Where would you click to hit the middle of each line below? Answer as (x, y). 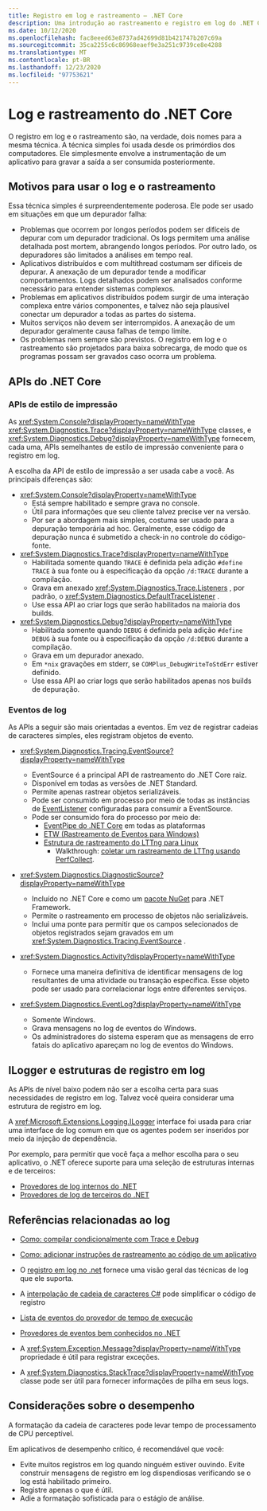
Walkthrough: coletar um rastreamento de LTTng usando (148, 851)
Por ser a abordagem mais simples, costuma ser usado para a (133, 520)
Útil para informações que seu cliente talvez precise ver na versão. (141, 512)
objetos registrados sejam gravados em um (103, 933)
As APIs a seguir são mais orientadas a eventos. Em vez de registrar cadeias (133, 727)
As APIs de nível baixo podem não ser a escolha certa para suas (113, 1089)
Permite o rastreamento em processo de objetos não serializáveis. (140, 916)
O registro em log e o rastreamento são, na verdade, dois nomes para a (125, 136)
